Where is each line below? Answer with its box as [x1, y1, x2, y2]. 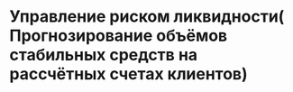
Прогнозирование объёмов [9, 25, 228, 46]
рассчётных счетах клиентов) [9, 64, 248, 85]
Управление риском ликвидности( [9, 6, 285, 27]
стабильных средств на [9, 45, 198, 65]
